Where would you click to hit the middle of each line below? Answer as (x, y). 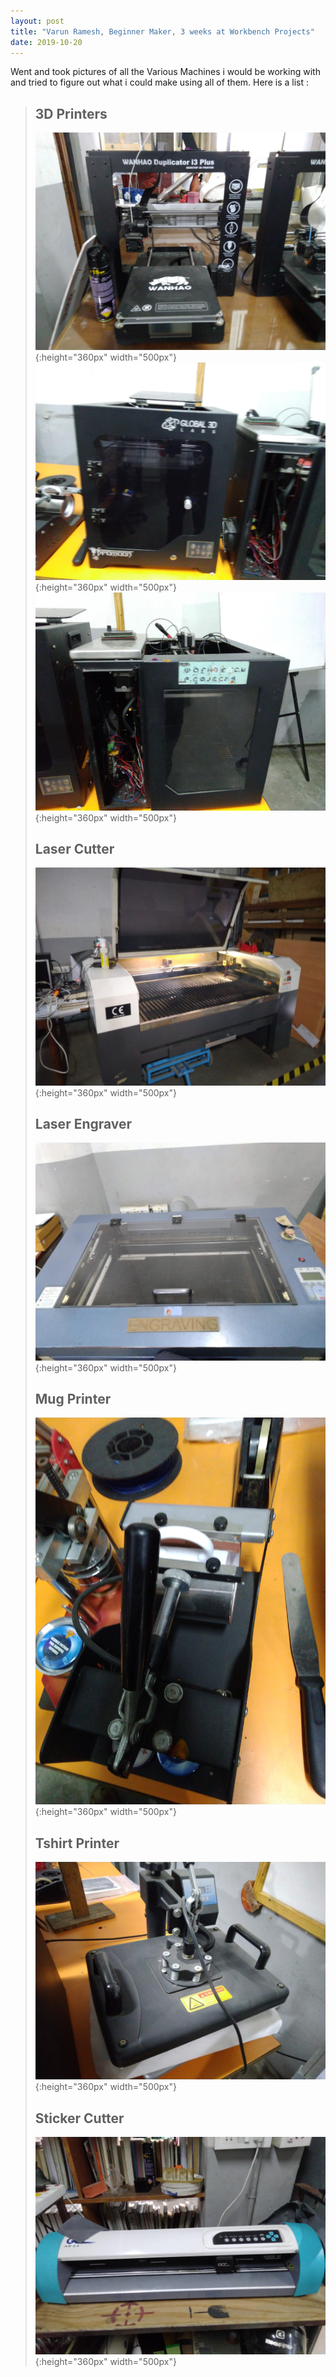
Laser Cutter (74, 849)
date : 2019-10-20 (46, 42)
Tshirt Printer (77, 1843)
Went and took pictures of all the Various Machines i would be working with (165, 72)
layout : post (37, 21)
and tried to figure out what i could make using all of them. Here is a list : (159, 82)
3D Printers (71, 113)
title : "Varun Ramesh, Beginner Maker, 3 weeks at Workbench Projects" (162, 31)
